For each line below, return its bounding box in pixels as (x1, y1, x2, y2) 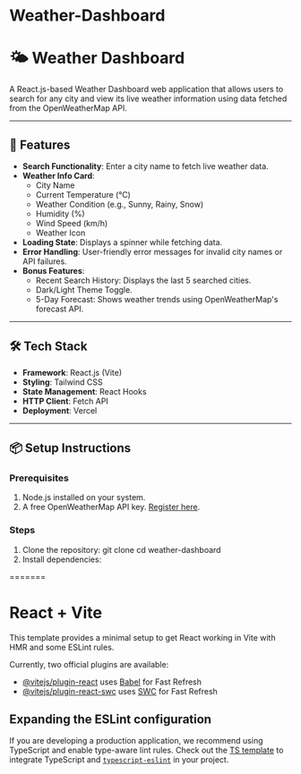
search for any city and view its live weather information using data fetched (9, 93, 288, 104)
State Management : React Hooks (21, 386, 147, 396)
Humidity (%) (35, 208, 85, 219)
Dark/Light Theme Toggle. (35, 284, 133, 295)
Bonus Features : (21, 265, 85, 276)
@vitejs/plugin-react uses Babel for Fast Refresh (21, 676, 202, 687)
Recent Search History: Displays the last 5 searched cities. (35, 275, 252, 285)
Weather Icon (35, 227, 86, 238)
